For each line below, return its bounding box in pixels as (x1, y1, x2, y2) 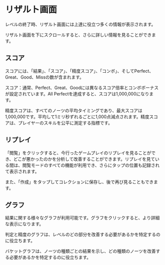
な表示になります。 (5, 221, 44, 227)
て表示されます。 (5, 168, 39, 174)
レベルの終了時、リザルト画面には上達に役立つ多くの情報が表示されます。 (5, 21, 156, 27)
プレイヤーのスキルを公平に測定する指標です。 (18, 120, 113, 126)
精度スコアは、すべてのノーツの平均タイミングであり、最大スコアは (5, 107, 143, 113)
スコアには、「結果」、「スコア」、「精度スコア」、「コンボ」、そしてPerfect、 (5, 68, 154, 74)
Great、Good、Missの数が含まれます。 (5, 74, 84, 80)
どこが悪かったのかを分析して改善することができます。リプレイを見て (13, 156, 155, 162)
